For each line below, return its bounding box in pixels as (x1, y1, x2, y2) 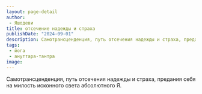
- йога (8, 48, 26, 54)
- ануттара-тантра (8, 53, 55, 59)
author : (6, 14, 26, 20)
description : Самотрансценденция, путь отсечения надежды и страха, (6, 37, 182, 43)
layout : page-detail (6, 8, 58, 15)
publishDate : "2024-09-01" (6, 31, 74, 37)
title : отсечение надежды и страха (6, 25, 96, 32)
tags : (6, 43, 20, 48)
